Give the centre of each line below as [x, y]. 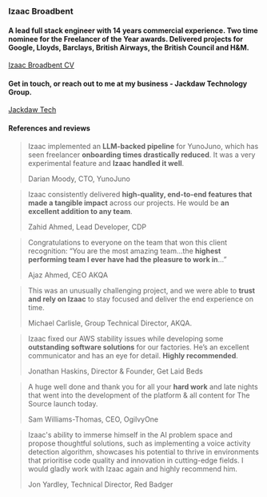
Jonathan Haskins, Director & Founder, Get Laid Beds [116, 371]
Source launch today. [63, 403]
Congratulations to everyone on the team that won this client [128, 242]
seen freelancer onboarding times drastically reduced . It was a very [141, 155]
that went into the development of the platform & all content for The [139, 395]
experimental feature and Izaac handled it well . [106, 163]
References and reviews [49, 128]
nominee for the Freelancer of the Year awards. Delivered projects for [126, 38]
